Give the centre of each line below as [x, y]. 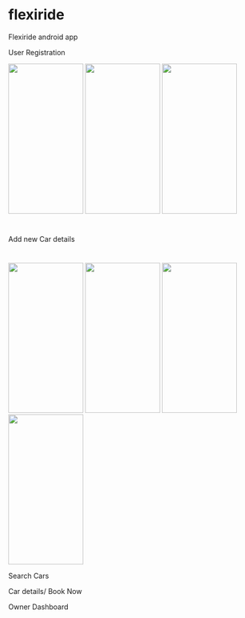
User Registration [37, 52]
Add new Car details [42, 239]
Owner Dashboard [39, 607]
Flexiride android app [43, 37]
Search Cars [29, 576]
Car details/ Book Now [45, 592]
